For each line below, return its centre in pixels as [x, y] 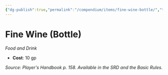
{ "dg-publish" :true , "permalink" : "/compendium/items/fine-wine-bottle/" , [82, 10]
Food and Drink [21, 48]
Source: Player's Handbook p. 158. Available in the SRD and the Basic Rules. [84, 67]
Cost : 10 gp [24, 58]
